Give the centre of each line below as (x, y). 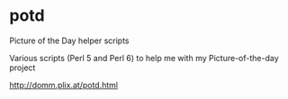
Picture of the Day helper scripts (69, 40)
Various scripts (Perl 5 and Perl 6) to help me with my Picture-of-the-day (144, 58)
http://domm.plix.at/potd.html (64, 85)
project (22, 67)
